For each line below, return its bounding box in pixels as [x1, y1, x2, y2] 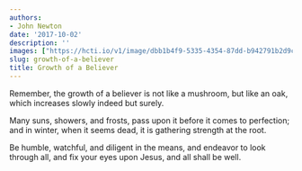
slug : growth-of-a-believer [9, 55, 115, 64]
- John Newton [9, 22, 63, 31]
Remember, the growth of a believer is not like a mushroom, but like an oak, [9, 87, 289, 99]
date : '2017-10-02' [9, 30, 83, 39]
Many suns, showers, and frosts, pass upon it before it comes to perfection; [9, 114, 290, 126]
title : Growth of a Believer [9, 64, 119, 73]
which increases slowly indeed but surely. [9, 97, 164, 108]
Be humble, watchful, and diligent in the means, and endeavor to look [9, 141, 267, 153]
